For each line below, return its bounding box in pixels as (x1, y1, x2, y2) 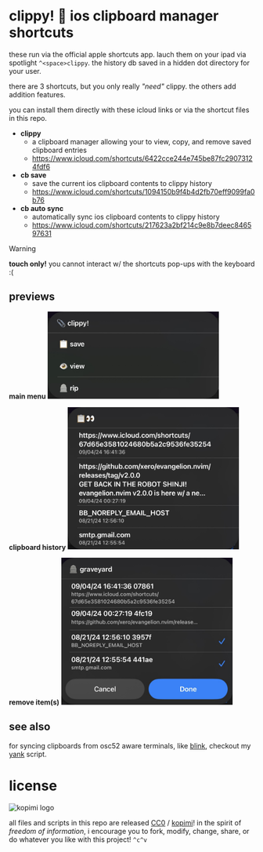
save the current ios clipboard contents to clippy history (31, 178, 212, 188)
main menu (9, 391, 46, 401)
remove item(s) (9, 697, 59, 707)
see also (9, 720, 51, 734)
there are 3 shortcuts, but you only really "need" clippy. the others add (9, 82, 237, 91)
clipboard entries (31, 145, 87, 155)
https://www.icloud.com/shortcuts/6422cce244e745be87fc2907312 (31, 153, 253, 163)
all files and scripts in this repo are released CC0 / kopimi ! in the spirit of (9, 817, 242, 827)
